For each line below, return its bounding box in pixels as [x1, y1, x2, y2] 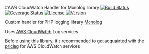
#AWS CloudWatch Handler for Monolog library [5, 5, 100, 10]
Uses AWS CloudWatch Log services [5, 29, 79, 34]
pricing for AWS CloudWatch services [5, 43, 80, 49]
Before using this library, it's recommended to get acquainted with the [5, 38, 144, 44]
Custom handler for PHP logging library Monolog [5, 19, 103, 25]
